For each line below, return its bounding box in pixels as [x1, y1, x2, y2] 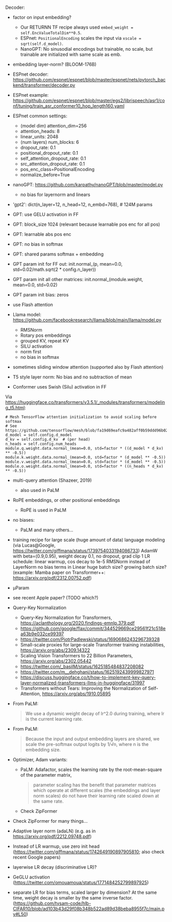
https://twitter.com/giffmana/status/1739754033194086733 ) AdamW [12, 548, 158, 553]
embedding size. [25, 747, 61, 753]
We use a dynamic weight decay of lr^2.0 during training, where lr [25, 711, 165, 716]
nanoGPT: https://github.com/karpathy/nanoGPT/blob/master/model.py [12, 182, 163, 187]
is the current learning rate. [25, 716, 83, 722]
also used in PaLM [20, 487, 59, 493]
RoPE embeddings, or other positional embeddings [12, 497, 120, 503]
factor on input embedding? [12, 14, 72, 20]
